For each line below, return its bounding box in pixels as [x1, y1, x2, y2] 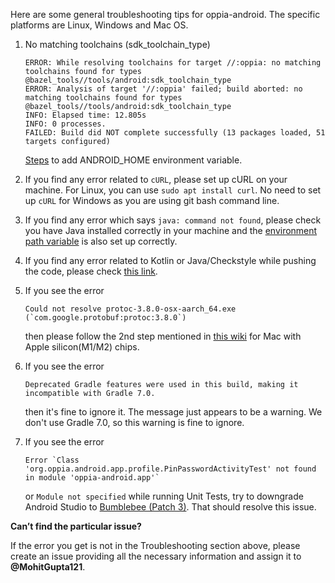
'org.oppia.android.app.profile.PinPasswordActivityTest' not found [24, 464, 317, 474]
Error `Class [24, 455, 80, 465]
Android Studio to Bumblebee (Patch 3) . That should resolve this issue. [24, 501, 317, 513]
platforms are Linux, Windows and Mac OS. [10, 19, 189, 31]
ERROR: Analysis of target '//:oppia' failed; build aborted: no [24, 84, 303, 94]
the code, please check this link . [24, 265, 158, 277]
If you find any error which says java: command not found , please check [24, 214, 322, 226]
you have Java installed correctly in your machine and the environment [24, 225, 318, 236]
